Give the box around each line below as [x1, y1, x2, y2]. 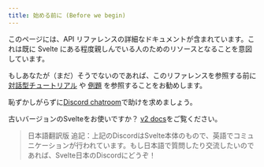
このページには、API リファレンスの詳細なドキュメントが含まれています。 [8, 34, 248, 43]
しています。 [8, 54, 50, 63]
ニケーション [27, 140, 69, 150]
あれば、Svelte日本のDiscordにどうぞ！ [27, 150, 156, 160]
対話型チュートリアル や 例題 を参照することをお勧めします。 [8, 80, 207, 90]
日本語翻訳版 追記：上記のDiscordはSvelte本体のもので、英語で [27, 131, 234, 140]
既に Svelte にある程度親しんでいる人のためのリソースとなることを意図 [21, 44, 252, 54]
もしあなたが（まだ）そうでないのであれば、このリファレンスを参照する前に [8, 70, 257, 80]
